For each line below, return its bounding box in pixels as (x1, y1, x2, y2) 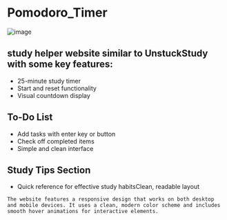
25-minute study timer (17, 77, 81, 85)
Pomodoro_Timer (7, 5, 108, 21)
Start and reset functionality (17, 84, 97, 92)
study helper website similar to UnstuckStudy (7, 48, 208, 59)
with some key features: (7, 59, 113, 70)
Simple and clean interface (17, 144, 94, 152)
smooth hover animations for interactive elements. (7, 208, 159, 215)
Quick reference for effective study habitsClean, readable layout (17, 183, 200, 191)
